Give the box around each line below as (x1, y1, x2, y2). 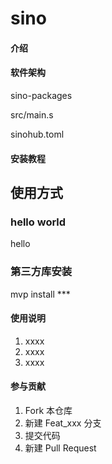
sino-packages (10, 89, 73, 101)
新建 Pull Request (24, 442, 97, 454)
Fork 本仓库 (24, 404, 73, 416)
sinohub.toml (10, 128, 65, 140)
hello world (10, 215, 67, 229)
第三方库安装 (10, 265, 73, 279)
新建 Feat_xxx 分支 (24, 417, 102, 429)
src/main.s (10, 108, 54, 121)
